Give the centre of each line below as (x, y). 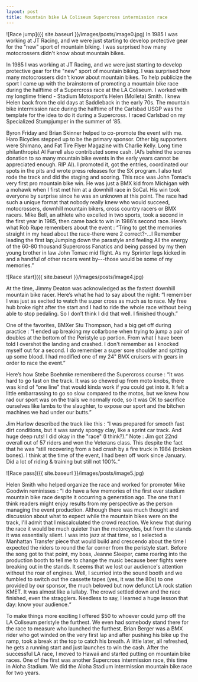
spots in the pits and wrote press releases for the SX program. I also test (94, 170)
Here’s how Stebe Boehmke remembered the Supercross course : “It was (95, 374)
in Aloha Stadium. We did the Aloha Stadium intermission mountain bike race (99, 666)
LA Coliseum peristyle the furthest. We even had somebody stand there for (98, 622)
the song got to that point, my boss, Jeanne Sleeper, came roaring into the (97, 554)
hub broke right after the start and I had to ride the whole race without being (99, 307)
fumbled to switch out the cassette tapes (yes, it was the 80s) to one (90, 579)
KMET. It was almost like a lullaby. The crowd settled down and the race (94, 592)
